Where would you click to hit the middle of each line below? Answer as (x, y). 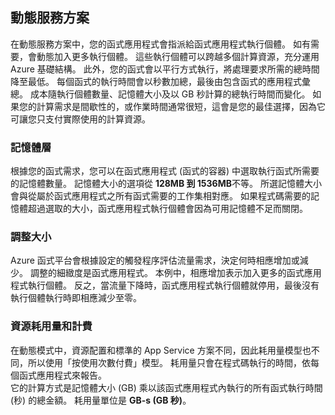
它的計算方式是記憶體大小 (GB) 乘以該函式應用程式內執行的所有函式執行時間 (166, 387)
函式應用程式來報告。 (62, 375)
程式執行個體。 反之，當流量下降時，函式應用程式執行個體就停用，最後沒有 (165, 285)
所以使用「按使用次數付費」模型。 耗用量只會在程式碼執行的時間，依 (169, 362)
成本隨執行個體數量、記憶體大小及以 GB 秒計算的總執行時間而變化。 (170, 94)
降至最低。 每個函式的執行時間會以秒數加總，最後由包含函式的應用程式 (156, 81)
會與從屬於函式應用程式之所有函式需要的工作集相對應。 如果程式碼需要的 (160, 196)
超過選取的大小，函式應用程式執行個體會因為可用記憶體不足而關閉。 (167, 209)
